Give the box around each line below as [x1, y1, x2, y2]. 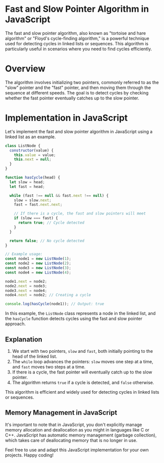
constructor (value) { [9, 148, 54, 153]
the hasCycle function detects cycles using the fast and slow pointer [5, 316, 142, 322]
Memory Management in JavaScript [5, 408, 117, 417]
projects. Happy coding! [5, 452, 54, 458]
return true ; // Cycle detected [18, 220, 84, 225]
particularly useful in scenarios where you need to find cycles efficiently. [5, 46, 152, 52]
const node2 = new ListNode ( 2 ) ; [5, 261, 71, 266]
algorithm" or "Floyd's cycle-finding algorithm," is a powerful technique [5, 35, 150, 41]
